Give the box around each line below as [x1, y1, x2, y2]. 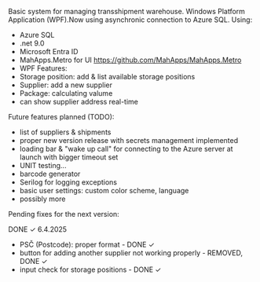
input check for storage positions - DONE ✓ [19, 265, 162, 274]
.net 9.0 [19, 38, 45, 48]
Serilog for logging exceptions [19, 178, 118, 187]
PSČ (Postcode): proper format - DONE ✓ [19, 240, 155, 249]
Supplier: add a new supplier [19, 80, 112, 90]
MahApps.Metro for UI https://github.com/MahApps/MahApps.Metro [19, 55, 242, 64]
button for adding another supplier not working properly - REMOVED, [19, 248, 244, 258]
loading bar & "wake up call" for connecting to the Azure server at [19, 145, 233, 153]
